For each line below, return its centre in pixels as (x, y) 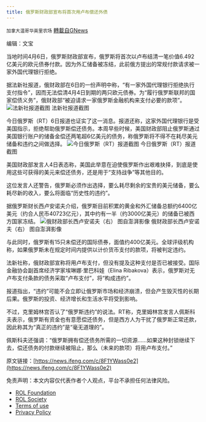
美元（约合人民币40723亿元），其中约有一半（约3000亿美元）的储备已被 (98, 213)
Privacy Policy (33, 412)
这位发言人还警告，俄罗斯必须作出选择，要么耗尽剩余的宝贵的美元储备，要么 (103, 185)
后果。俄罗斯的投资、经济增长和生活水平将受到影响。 (74, 299)
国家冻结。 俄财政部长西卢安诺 (105, 221)
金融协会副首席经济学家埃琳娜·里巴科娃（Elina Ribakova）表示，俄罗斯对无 (101, 270)
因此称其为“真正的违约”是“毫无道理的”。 (57, 327)
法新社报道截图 (70, 107)
